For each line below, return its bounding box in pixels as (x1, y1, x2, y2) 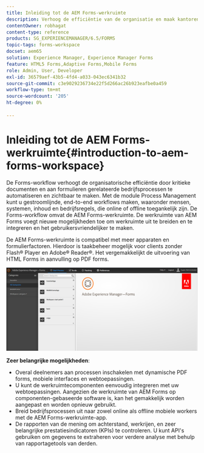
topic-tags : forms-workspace (6, 42, 80, 48)
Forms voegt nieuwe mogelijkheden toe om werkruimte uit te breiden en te (6, 218, 193, 225)
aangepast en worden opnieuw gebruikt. (15, 401, 117, 409)
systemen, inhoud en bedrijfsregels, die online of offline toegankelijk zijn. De (6, 204, 197, 212)
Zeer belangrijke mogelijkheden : (6, 357, 90, 364)
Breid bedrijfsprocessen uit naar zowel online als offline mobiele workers (15, 407, 197, 415)
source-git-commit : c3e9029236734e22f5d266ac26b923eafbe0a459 (6, 80, 167, 86)
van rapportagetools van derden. (15, 440, 98, 447)
